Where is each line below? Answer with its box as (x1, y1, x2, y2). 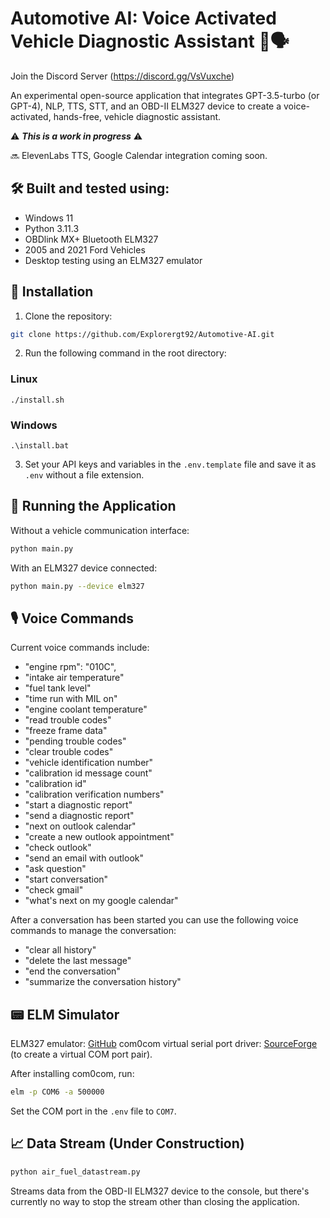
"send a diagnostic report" (24, 810, 135, 822)
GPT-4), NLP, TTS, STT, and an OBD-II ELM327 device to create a (10, 100, 282, 112)
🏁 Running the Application (10, 498, 177, 515)
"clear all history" (24, 944, 97, 956)
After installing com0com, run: (10, 1068, 135, 1080)
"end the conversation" (24, 965, 121, 977)
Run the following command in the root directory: (24, 347, 227, 359)
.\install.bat (10, 441, 70, 451)
